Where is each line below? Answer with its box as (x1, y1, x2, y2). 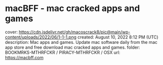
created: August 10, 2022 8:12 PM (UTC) (77, 34, 159, 40)
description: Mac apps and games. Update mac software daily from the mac (5, 39, 158, 45)
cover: (5, 29, 18, 35)
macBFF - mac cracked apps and (5, 3, 140, 14)
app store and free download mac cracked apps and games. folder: (5, 44, 140, 50)
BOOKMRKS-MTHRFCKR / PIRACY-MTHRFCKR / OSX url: (5, 49, 121, 55)
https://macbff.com (5, 54, 44, 60)
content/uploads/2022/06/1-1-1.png (5, 34, 77, 40)
